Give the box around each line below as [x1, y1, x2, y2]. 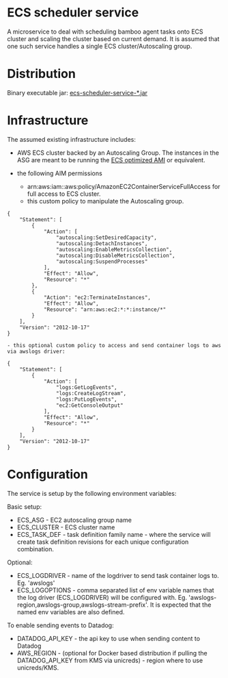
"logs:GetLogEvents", [55, 384, 117, 391]
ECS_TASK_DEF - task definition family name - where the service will [16, 530, 211, 538]
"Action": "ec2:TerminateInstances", [43, 294, 152, 301]
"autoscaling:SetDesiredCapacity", [55, 234, 157, 241]
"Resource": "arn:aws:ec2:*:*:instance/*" [43, 306, 167, 313]
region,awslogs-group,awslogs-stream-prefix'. [16, 601, 149, 609]
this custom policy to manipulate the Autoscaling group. [27, 197, 184, 205]
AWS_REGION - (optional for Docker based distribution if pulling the [16, 649, 208, 657]
